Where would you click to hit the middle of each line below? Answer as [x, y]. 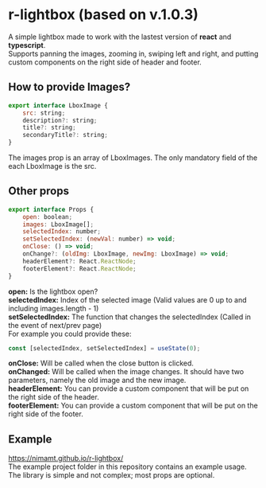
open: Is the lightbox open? [53, 291]
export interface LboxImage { [58, 105]
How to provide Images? [69, 87]
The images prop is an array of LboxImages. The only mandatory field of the [133, 158]
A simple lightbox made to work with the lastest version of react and [120, 37]
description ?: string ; [60, 120]
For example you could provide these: [70, 334]
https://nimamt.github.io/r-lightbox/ [66, 459]
